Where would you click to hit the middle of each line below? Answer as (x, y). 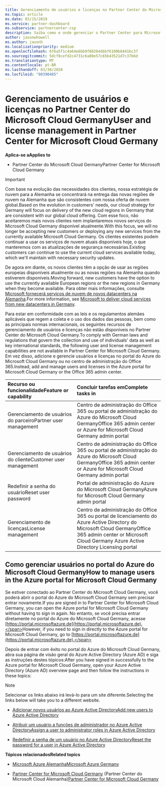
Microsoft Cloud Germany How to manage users (80, 572)
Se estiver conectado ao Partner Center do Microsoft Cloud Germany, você (82, 592)
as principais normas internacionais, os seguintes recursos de (68, 324)
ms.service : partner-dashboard (37, 24)
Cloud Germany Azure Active (111, 541)
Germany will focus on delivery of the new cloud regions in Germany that (80, 210)
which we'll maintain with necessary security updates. (60, 257)
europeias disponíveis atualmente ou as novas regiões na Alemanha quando (83, 272)
